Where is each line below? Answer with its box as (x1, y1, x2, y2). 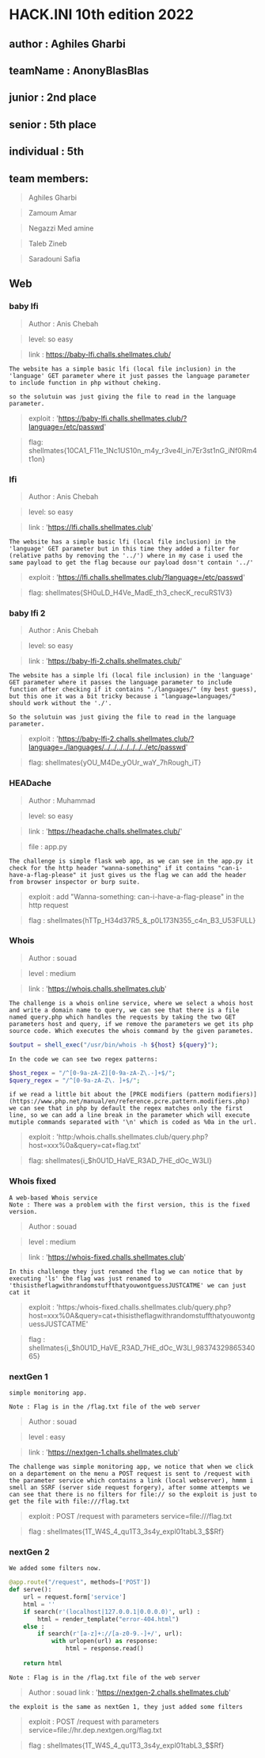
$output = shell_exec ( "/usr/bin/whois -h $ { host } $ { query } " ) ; (9, 1040, 218, 1049)
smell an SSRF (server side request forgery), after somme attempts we (9, 1484, 250, 1492)
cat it (9, 1288, 31, 1296)
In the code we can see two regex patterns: (9, 1055, 158, 1063)
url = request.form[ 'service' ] (23, 1593, 127, 1601)
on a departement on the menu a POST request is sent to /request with (9, 1470, 250, 1478)
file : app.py (28, 841, 68, 851)
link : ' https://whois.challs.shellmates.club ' (28, 984, 167, 993)
